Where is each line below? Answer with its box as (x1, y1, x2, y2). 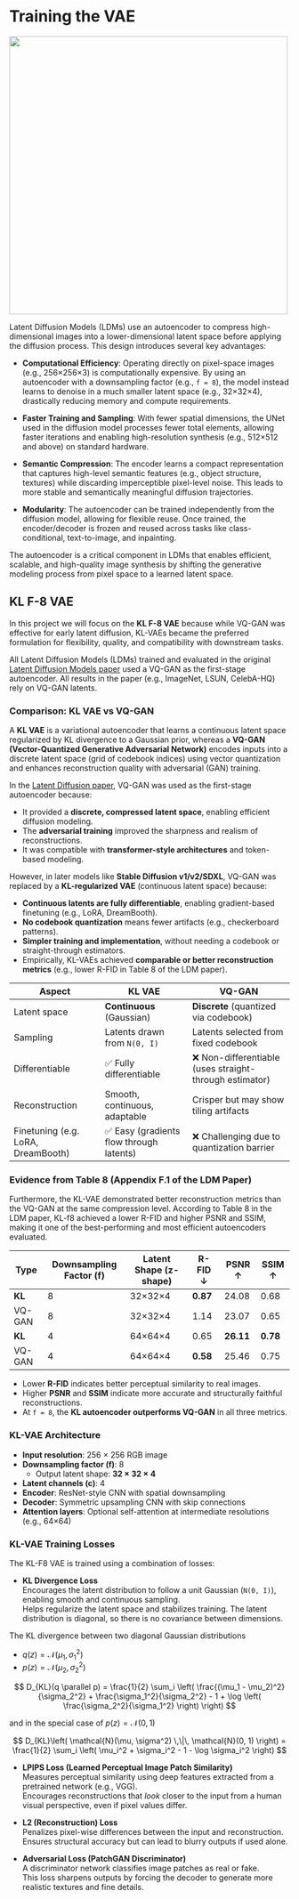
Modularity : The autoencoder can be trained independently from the (21, 504, 275, 514)
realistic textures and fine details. (21, 1881, 144, 1892)
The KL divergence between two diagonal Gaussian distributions (9, 1630, 246, 1641)
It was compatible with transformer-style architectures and (21, 844, 244, 855)
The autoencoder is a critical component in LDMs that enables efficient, (9, 549, 271, 560)
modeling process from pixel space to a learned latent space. (9, 568, 234, 579)
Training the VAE (9, 6, 136, 27)
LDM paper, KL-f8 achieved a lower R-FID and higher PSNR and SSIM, (9, 1213, 267, 1224)
